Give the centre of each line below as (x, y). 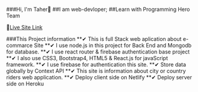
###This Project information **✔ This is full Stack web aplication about (94, 39)
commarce (19, 45)
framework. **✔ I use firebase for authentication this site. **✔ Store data (96, 64)
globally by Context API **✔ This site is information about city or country (96, 71)
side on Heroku (25, 84)
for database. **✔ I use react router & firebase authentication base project (98, 52)
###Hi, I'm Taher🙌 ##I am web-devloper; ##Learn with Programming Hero (98, 9)
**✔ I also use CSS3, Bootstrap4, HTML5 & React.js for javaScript (87, 58)
